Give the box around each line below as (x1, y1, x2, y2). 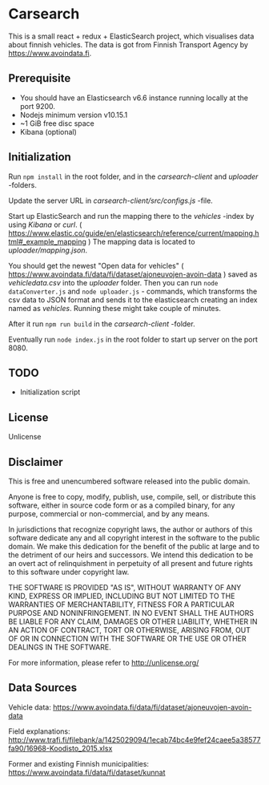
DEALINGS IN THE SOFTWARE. (8, 642, 111, 652)
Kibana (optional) (19, 127, 78, 136)
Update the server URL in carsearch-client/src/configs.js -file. (8, 196, 214, 205)
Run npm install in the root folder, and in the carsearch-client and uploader (8, 172, 259, 181)
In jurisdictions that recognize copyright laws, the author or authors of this (8, 524, 253, 534)
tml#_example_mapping (8, 237, 86, 246)
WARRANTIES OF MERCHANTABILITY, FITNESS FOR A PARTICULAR (8, 600, 235, 609)
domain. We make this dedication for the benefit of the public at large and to (8, 542, 260, 551)
